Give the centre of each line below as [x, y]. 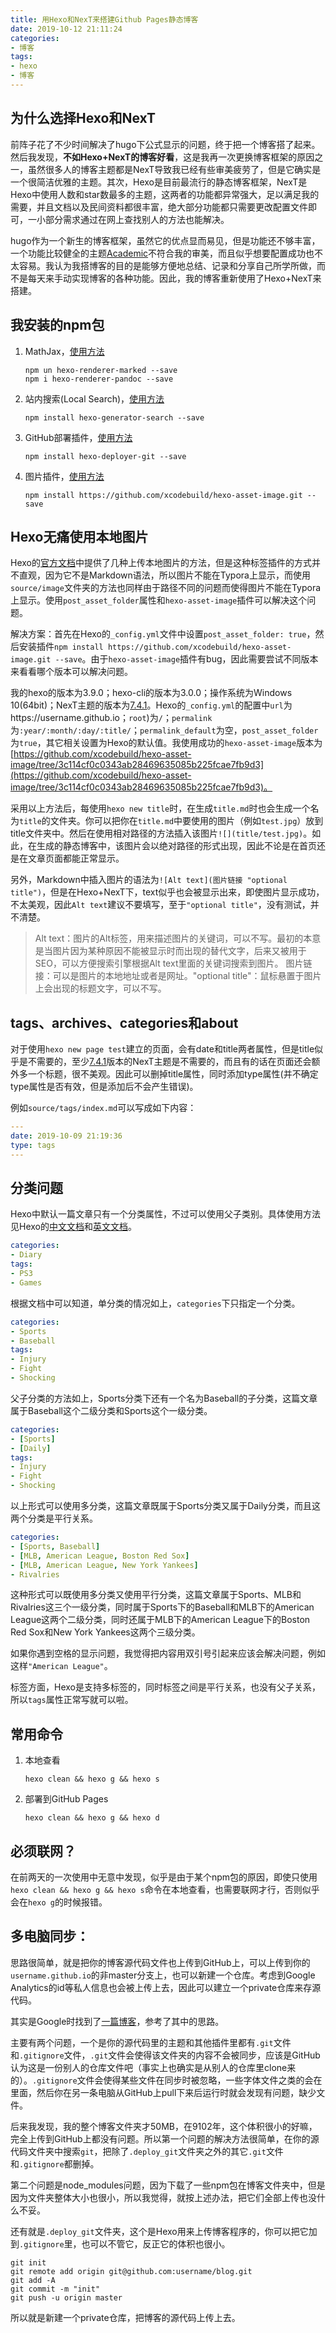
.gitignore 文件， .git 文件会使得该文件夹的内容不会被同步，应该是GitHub [170, 2055]
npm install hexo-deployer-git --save [105, 456]
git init [28, 2262]
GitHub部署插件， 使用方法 [78, 437]
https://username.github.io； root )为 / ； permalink [111, 718]
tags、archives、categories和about [124, 1022]
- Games [26, 1282]
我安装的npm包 [57, 325]
